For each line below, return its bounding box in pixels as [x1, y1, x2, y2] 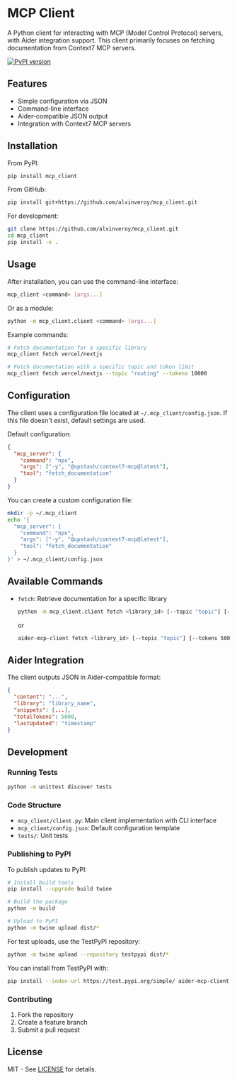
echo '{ [7, 516, 30, 523]
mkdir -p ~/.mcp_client [7, 509, 78, 517]
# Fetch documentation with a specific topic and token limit [7, 363, 195, 370]
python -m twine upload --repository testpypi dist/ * [7, 951, 170, 958]
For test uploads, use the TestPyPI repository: [7, 937, 140, 945]
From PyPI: [7, 158, 40, 167]
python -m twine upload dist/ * [7, 924, 100, 931]
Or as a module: [7, 304, 54, 312]
